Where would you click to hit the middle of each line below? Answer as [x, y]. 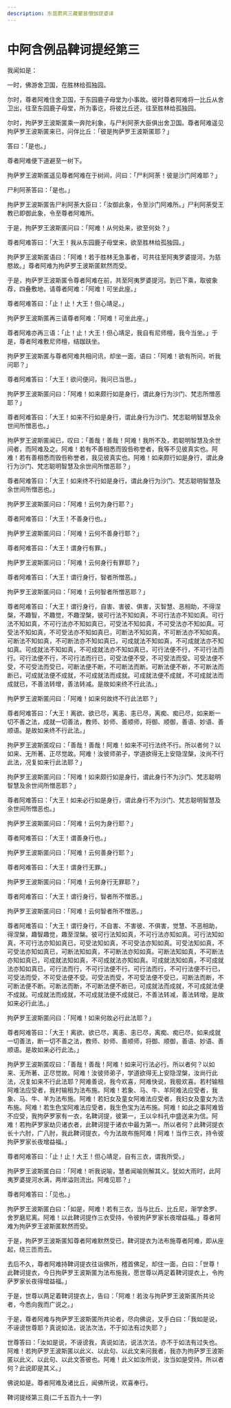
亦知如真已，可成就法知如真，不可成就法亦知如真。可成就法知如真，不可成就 [115, 960]
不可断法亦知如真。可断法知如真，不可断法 [163, 952]
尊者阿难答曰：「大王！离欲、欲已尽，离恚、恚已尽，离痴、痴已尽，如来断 [111, 713]
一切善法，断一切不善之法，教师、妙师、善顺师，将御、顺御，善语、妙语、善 [115, 1041]
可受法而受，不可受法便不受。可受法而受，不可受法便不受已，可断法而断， [112, 977]
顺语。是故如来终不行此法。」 [48, 730]
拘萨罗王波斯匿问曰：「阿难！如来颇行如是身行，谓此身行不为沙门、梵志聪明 [114, 777]
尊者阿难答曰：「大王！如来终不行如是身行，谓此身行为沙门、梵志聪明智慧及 [114, 481]
